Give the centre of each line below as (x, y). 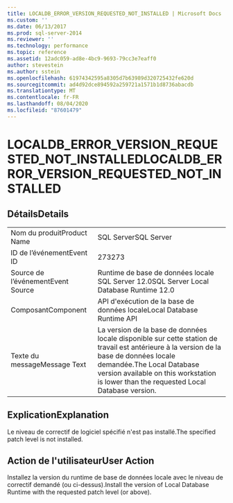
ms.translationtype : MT (42, 91)
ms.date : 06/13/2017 (37, 26)
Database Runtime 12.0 (136, 290)
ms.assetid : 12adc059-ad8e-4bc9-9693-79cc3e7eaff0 (82, 59)
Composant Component (49, 310)
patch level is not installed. (45, 439)
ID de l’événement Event (49, 252)
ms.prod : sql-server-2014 (44, 33)
